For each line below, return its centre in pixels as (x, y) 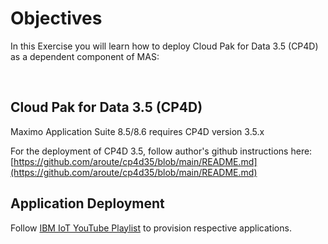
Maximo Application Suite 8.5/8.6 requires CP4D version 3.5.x (137, 131)
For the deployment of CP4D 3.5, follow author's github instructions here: (161, 151)
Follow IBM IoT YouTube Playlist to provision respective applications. (151, 228)
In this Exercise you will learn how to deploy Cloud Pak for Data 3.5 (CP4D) (164, 46)
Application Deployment (87, 203)
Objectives (56, 18)
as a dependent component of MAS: (85, 56)
